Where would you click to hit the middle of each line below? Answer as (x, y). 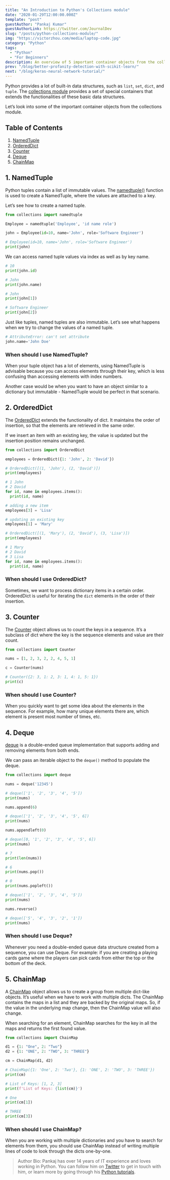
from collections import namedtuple (44, 215)
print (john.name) (24, 285)
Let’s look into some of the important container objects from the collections (83, 107)
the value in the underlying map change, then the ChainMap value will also (83, 1008)
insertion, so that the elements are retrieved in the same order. (70, 425)
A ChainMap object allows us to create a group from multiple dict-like (77, 991)
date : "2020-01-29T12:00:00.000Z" (42, 15)
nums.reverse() (21, 909)
